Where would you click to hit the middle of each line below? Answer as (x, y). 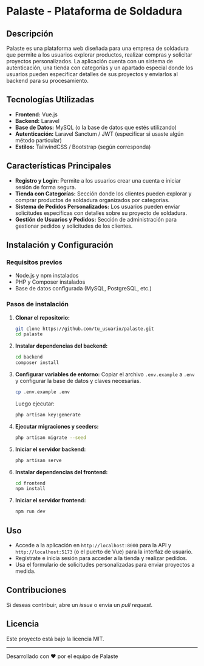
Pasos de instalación (37, 304)
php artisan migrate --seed (50, 437)
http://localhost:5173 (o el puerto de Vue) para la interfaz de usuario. (104, 552)
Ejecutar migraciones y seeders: (57, 426)
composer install (37, 363)
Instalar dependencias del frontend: (61, 472)
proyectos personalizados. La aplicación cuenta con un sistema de (90, 61)
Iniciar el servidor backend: (50, 449)
